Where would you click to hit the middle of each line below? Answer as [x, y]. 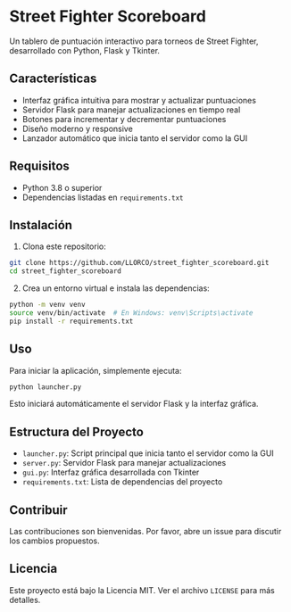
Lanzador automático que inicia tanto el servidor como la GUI [135, 138]
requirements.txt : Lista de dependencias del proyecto [122, 482]
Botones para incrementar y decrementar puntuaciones [124, 119]
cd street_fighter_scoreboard [66, 271]
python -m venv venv [48, 305]
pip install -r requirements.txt [71, 321]
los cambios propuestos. [54, 541]
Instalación [41, 225]
